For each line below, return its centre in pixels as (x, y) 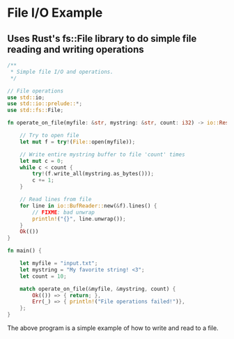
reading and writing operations (76, 49)
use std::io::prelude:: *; (45, 104)
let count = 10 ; (44, 276)
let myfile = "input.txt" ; (59, 263)
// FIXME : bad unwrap (64, 212)
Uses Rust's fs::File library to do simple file (102, 39)
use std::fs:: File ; (36, 110)
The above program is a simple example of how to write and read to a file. (113, 328)
